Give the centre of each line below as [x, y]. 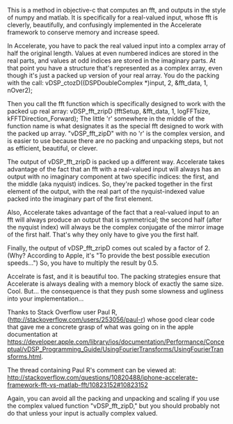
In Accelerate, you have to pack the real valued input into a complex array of [116, 46]
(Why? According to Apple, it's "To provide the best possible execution [109, 255]
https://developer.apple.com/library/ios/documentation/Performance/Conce [116, 342]
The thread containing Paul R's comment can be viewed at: [92, 370]
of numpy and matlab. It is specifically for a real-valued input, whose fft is [113, 17]
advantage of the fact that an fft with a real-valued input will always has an [114, 169]
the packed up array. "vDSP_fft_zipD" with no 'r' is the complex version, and [116, 133]
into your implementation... [46, 298]
